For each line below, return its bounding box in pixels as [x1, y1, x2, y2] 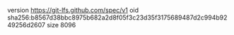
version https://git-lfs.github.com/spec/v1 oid [7, 6, 139, 14]
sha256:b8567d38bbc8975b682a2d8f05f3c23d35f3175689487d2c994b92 [7, 13, 228, 22]
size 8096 [47, 21, 76, 29]
